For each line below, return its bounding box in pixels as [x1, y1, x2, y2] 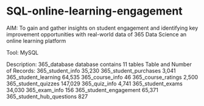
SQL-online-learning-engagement [6, 4, 183, 18]
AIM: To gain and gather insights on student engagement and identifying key [6, 24, 199, 31]
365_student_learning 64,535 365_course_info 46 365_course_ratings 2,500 [6, 73, 199, 81]
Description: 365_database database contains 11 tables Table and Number [6, 61, 192, 68]
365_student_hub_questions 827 [6, 93, 88, 100]
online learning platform [6, 37, 66, 44]
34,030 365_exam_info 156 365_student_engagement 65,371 [6, 86, 158, 93]
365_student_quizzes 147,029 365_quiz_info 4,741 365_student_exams [6, 80, 183, 87]
